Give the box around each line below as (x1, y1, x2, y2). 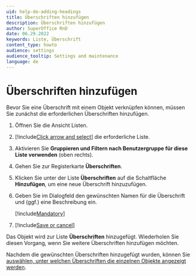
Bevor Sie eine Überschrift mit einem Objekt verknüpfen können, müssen (6, 104, 185, 111)
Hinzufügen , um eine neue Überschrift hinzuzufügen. (14, 181, 147, 188)
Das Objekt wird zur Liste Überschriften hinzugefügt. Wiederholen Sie (6, 233, 179, 240)
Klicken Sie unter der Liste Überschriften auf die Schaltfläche (14, 174, 167, 182)
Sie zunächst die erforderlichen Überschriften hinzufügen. (6, 110, 150, 117)
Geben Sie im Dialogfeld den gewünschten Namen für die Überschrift (14, 192, 185, 200)
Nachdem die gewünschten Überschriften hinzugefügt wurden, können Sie (6, 251, 191, 258)
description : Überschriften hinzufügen (6, 20, 105, 26)
